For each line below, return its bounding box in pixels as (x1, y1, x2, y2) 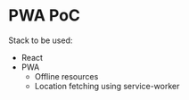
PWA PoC (8, 5, 81, 26)
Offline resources (34, 71, 99, 81)
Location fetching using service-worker (34, 80, 180, 91)
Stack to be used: (8, 35, 73, 46)
